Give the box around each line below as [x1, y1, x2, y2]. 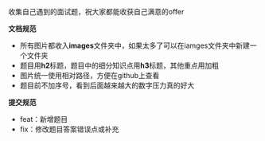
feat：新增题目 [19, 115, 68, 123]
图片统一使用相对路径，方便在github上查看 [19, 71, 160, 80]
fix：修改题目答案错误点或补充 [19, 124, 119, 134]
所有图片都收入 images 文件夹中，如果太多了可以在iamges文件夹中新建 [19, 41, 251, 50]
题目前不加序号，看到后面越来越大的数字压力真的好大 [19, 80, 195, 90]
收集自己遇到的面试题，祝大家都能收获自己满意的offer [8, 7, 185, 16]
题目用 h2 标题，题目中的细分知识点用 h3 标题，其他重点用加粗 [19, 61, 220, 70]
